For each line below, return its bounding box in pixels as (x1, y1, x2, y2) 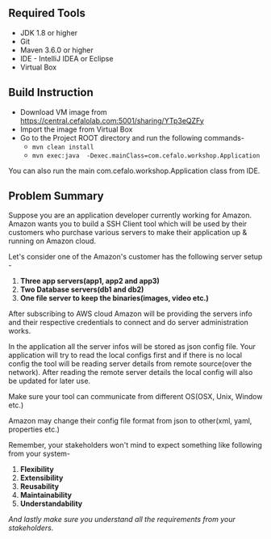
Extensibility (19, 473, 64, 483)
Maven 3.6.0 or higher (19, 44, 94, 55)
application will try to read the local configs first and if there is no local (8, 351, 243, 360)
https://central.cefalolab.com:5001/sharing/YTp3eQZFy (19, 116, 204, 125)
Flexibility (19, 465, 54, 474)
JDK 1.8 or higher (19, 27, 78, 37)
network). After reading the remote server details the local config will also (8, 368, 253, 377)
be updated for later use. (8, 376, 91, 386)
